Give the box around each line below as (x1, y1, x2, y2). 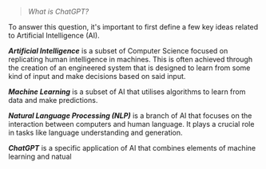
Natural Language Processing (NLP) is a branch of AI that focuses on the (8, 111, 252, 120)
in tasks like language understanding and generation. (8, 128, 183, 137)
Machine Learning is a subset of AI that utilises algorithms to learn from (8, 87, 246, 96)
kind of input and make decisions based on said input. (8, 72, 186, 81)
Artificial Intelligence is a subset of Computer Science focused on (8, 46, 228, 55)
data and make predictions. (8, 96, 98, 104)
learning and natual (8, 151, 72, 161)
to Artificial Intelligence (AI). (8, 31, 100, 40)
